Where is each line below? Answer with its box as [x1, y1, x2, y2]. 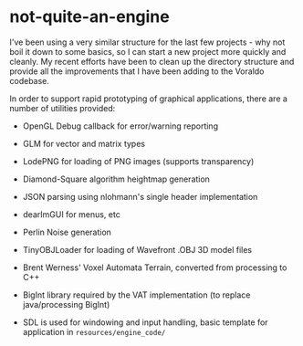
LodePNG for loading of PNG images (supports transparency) [22, 155, 255, 166]
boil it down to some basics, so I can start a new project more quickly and [9, 46, 287, 57]
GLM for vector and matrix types [22, 138, 146, 149]
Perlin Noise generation [22, 226, 112, 237]
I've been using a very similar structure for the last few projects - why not [9, 37, 286, 47]
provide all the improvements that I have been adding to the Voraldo [9, 66, 265, 77]
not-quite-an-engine [9, 6, 171, 27]
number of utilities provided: [9, 102, 116, 113]
